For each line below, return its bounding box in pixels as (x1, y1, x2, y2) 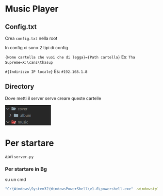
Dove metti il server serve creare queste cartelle (5, 95, 101, 101)
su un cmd (5, 177, 26, 182)
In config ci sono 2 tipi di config (5, 45, 68, 50)
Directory (5, 83, 34, 91)
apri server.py (5, 154, 34, 159)
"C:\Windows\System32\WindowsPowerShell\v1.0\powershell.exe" (5, 187, 133, 192)
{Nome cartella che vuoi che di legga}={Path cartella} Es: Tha (5, 54, 135, 60)
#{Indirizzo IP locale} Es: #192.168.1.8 (5, 69, 88, 74)
